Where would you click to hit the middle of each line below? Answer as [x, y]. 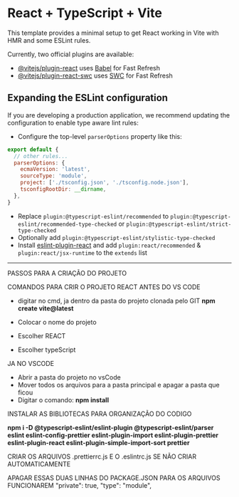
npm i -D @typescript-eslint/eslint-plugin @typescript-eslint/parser [111, 427]
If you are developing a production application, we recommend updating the [118, 115]
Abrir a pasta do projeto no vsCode [69, 377]
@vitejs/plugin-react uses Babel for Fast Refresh [89, 68]
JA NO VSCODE [31, 363]
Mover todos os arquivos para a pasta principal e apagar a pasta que [119, 384]
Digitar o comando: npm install [63, 399]
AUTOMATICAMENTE [39, 464]
